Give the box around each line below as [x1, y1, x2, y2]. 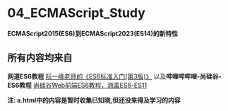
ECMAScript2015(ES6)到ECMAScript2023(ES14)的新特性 [7, 29, 179, 37]
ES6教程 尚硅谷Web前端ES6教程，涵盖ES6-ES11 [7, 81, 147, 89]
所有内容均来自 [7, 52, 73, 64]
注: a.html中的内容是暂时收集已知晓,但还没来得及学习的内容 [7, 95, 181, 104]
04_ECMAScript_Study [7, 5, 146, 21]
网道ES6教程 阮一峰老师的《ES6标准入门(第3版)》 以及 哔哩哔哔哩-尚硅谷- [7, 72, 222, 81]
